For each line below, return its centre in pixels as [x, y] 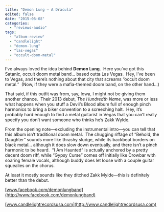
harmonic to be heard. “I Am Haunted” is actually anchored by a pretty [77, 150]
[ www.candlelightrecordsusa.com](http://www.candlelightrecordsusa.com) [81, 204]
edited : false [20, 14]
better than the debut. [27, 180]
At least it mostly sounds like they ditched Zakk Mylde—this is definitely [77, 175]
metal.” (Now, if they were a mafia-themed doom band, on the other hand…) [82, 85]
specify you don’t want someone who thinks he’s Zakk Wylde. [67, 120]
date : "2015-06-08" [25, 19]
